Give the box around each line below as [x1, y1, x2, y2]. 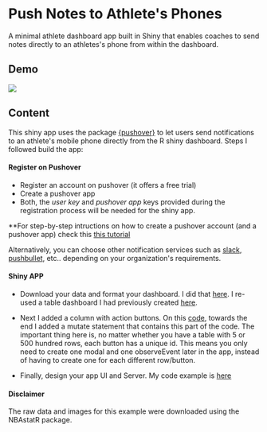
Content [8, 107, 50, 120]
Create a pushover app [19, 189, 96, 198]
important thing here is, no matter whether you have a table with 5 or [19, 329, 245, 339]
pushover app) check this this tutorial [8, 229, 131, 239]
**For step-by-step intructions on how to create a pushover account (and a [8, 220, 257, 231]
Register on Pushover [8, 162, 81, 172]
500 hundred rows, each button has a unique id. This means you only [19, 338, 249, 348]
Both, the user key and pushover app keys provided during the [19, 197, 226, 207]
